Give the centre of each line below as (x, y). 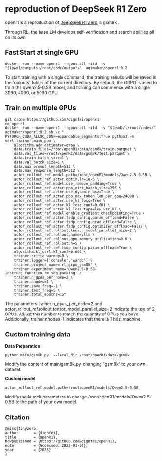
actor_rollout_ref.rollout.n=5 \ (48, 243)
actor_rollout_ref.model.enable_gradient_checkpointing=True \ (80, 213)
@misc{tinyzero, (21, 429)
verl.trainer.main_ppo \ (30, 141)
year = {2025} (28, 450)
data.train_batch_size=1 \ (41, 158)
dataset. (13, 369)
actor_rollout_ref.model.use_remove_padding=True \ (67, 183)
